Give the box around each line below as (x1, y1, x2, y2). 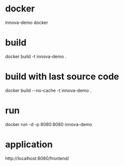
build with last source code (5, 71, 120, 82)
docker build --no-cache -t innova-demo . (5, 87, 92, 93)
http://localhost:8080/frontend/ (5, 155, 70, 161)
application (5, 139, 53, 150)
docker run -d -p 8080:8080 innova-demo (5, 121, 92, 127)
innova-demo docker (5, 19, 48, 25)
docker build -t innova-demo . (5, 53, 67, 59)
